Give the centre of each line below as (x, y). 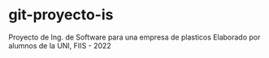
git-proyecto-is (61, 15)
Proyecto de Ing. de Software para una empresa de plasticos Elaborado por (134, 37)
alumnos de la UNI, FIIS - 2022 (60, 45)
